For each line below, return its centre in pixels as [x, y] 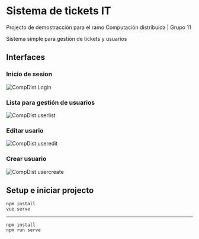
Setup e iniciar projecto [50, 190]
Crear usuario [26, 159]
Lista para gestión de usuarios [51, 102]
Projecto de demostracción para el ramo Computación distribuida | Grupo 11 [99, 27]
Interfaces [26, 57]
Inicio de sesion [29, 74]
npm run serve [24, 230]
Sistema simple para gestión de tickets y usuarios [67, 38]
